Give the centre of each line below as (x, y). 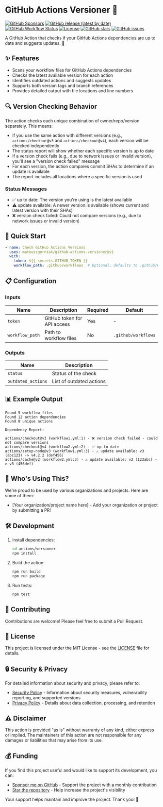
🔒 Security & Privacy (36, 669)
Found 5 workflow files (29, 413)
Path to (53, 332)
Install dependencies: (33, 540)
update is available (31, 171)
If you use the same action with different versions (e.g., (67, 135)
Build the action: (28, 563)
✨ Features (22, 59)
